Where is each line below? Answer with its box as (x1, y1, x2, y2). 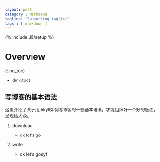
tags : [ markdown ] (5, 21, 48, 26)
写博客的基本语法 (5, 93, 57, 101)
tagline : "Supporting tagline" (5, 16, 69, 21)
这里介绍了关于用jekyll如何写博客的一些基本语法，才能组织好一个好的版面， (5, 107, 158, 112)
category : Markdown (5, 12, 48, 17)
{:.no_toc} (5, 68, 25, 74)
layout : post (5, 7, 32, 12)
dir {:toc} (12, 77, 31, 83)
